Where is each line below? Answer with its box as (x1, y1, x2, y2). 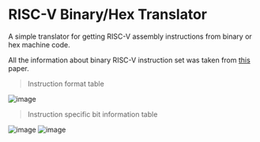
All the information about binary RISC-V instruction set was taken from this (8, 55, 251, 65)
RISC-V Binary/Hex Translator (8, 6, 208, 24)
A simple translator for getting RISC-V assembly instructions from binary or (8, 32, 253, 41)
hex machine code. (8, 39, 71, 49)
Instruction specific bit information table (27, 109, 158, 119)
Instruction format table (27, 79, 104, 88)
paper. (8, 63, 29, 73)
